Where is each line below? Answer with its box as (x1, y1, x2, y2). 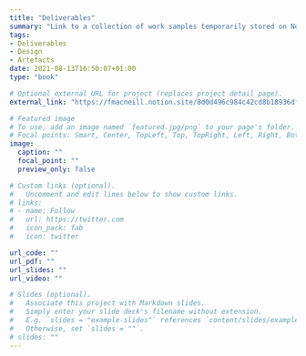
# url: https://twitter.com (9, 215, 125, 224)
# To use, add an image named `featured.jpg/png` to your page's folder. (9, 122, 296, 132)
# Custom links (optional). (9, 181, 117, 190)
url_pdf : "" (9, 257, 55, 266)
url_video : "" (9, 274, 64, 283)
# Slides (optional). (9, 290, 92, 300)
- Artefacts (9, 56, 55, 65)
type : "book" (9, 73, 59, 82)
